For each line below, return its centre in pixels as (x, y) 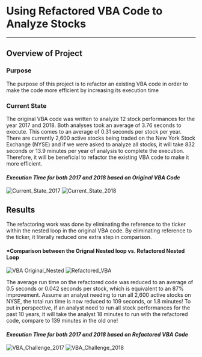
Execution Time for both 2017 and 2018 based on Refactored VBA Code (97, 334)
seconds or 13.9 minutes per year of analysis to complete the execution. (95, 151)
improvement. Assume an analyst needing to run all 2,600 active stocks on (99, 295)
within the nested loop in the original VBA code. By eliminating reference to (99, 231)
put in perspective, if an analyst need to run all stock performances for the (98, 308)
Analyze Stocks (46, 24)
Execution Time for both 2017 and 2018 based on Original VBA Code (93, 177)
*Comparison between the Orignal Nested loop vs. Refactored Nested (96, 250)
